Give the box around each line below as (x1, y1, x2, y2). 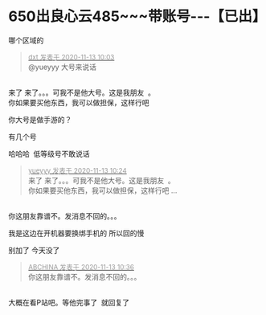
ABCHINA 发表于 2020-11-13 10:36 (27, 262, 135, 272)
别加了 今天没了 (8, 245, 60, 255)
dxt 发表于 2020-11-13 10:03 (27, 52, 115, 61)
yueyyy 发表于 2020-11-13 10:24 (27, 166, 127, 175)
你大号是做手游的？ (8, 114, 72, 125)
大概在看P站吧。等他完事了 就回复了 (8, 297, 130, 307)
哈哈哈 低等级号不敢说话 (8, 149, 90, 158)
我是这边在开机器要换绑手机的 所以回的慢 (8, 228, 145, 238)
